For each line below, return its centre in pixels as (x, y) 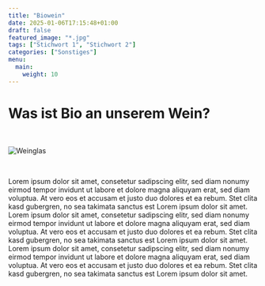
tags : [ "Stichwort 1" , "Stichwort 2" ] (72, 45)
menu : (17, 60)
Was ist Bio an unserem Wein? (110, 113)
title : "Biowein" (37, 15)
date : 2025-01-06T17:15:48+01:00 (63, 23)
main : (25, 67)
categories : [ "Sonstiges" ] (53, 52)
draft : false (30, 30)
